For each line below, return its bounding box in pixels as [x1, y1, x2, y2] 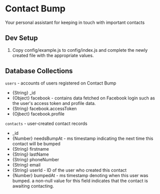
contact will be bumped [12, 140, 61, 147]
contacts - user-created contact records [5, 120, 88, 126]
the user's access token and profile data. [12, 100, 96, 106]
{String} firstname [12, 146, 50, 152]
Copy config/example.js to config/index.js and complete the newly [12, 47, 148, 53]
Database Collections [5, 67, 73, 75]
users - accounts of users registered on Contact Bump [5, 80, 116, 86]
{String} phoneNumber [12, 156, 59, 162]
